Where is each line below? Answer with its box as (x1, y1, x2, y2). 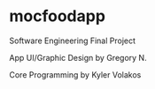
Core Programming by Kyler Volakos (9, 69, 142, 80)
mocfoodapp (9, 6, 106, 26)
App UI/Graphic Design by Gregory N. (9, 52, 148, 63)
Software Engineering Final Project (9, 35, 136, 46)
